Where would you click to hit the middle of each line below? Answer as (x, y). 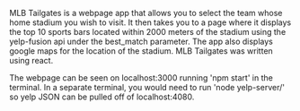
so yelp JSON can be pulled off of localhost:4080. (102, 97)
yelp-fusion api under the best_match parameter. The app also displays (141, 41)
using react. (31, 60)
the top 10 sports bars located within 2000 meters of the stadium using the (148, 32)
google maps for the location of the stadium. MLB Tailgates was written (141, 51)
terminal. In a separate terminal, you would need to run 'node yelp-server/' (147, 87)
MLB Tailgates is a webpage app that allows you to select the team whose (146, 13)
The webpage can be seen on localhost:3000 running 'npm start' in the (141, 78)
